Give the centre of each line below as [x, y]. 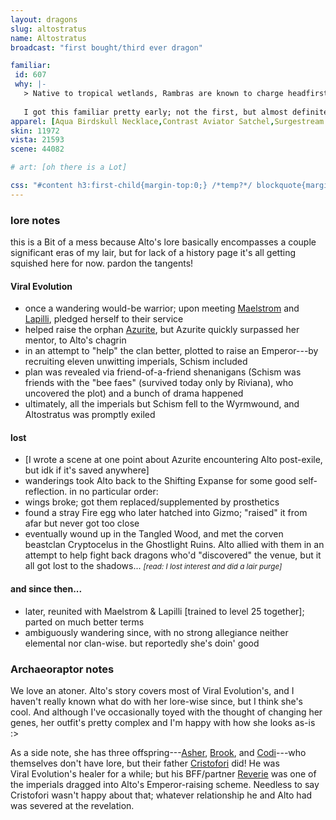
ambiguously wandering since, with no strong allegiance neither [156, 632]
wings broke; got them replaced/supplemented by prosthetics [152, 502]
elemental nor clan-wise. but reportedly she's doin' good [142, 643]
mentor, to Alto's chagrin [75, 340]
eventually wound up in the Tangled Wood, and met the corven [154, 534]
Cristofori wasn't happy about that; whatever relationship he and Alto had [161, 795]
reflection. [46, 492]
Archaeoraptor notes [62, 669]
